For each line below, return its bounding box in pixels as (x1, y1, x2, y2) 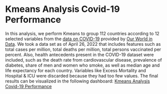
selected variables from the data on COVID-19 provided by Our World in (5, 36, 153, 42)
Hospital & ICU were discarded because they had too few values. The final (5, 73, 158, 79)
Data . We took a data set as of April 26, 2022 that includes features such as (5, 41, 161, 47)
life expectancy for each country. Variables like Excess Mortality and (5, 67, 146, 73)
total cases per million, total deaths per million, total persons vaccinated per (5, 46, 161, 52)
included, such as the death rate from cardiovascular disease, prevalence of (5, 57, 162, 63)
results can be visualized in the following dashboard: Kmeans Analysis (5, 78, 150, 84)
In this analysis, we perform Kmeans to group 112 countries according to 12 (5, 30, 160, 36)
